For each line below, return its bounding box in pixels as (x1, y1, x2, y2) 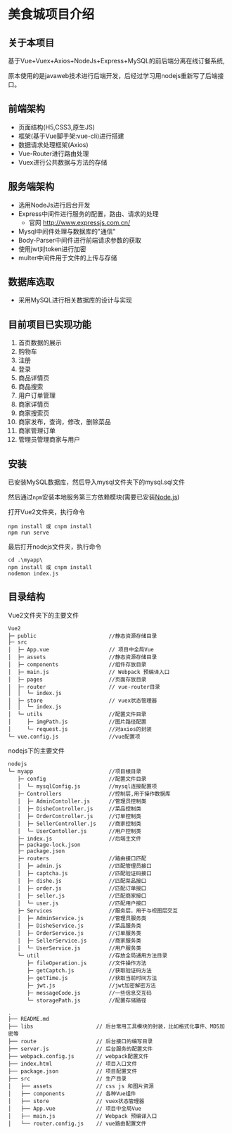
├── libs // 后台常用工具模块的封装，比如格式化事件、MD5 (8, 1023, 220, 1030)
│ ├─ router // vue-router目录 (8, 683, 160, 690)
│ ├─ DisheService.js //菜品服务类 (17, 922, 141, 929)
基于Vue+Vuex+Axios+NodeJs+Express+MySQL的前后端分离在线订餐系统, (8, 57, 225, 65)
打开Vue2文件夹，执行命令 (8, 508, 85, 516)
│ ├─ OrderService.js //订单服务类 (17, 929, 141, 936)
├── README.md (8, 1015, 50, 1022)
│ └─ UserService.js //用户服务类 (17, 944, 141, 952)
